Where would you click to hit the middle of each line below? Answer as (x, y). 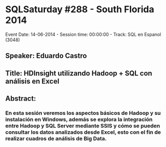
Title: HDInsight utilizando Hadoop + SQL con (79, 73)
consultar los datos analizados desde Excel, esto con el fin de (83, 132)
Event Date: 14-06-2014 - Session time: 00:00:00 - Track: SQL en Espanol (83, 34)
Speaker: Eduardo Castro (46, 56)
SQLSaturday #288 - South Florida (80, 9)
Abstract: (21, 99)
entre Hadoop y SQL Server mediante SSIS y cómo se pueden (83, 126)
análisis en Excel (32, 81)
